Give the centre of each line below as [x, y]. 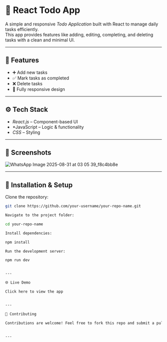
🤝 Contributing [21, 314]
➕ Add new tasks [30, 72]
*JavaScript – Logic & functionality [48, 127]
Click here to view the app [34, 292]
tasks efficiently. [22, 29]
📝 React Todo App [43, 10]
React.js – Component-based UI [45, 121]
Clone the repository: [27, 197]
